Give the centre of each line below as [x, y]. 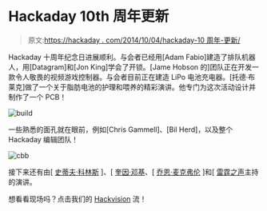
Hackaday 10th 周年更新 [89, 16]
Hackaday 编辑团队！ [43, 139]
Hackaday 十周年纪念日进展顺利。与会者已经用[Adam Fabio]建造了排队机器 [132, 57]
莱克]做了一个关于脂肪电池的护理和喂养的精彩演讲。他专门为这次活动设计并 [132, 87]
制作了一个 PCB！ [38, 97]
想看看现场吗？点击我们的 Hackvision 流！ [78, 199]
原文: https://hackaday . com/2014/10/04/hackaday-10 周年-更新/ [134, 40]
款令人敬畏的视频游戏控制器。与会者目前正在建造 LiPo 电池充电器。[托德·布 [132, 77]
